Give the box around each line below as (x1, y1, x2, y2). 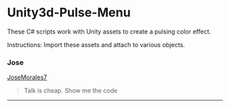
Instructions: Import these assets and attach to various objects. (7, 40, 186, 49)
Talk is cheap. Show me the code (23, 87, 118, 95)
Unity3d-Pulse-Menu (7, 5, 131, 21)
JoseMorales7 (7, 73, 47, 81)
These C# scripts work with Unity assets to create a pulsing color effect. (7, 27, 212, 36)
